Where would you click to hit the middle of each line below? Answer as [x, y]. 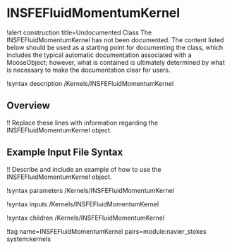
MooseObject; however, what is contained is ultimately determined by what [116, 62]
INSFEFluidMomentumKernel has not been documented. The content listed [115, 39]
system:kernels [29, 239]
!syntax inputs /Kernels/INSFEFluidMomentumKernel [83, 204]
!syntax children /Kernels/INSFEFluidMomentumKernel [86, 218]
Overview [29, 106]
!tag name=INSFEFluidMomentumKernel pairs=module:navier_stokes [107, 231]
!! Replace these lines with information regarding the [83, 123]
